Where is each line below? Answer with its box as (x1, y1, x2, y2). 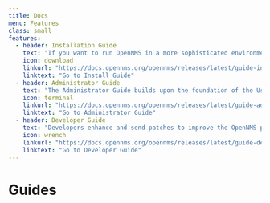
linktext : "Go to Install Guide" (22, 71, 135, 79)
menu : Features (8, 19, 59, 27)
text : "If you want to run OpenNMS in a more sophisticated (22, 49, 228, 57)
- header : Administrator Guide (15, 79, 121, 87)
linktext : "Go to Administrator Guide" (22, 109, 157, 117)
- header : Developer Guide (15, 116, 106, 124)
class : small (8, 26, 52, 35)
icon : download (22, 57, 74, 65)
